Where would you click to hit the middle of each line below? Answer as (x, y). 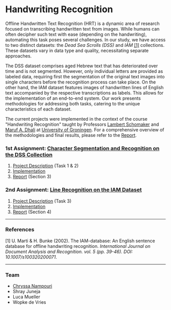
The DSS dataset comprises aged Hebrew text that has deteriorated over (82, 66)
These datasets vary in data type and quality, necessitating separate (77, 50)
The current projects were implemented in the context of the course (76, 119)
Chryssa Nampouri (32, 286)
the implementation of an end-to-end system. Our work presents (73, 98)
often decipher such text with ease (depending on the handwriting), (76, 34)
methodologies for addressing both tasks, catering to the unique (73, 103)
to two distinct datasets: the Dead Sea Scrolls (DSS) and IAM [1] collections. (85, 45)
